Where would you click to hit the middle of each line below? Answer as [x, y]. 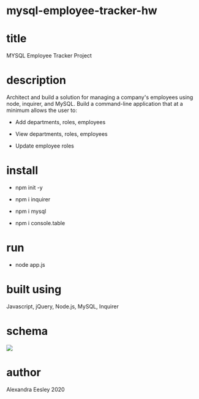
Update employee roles [45, 146]
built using [34, 290]
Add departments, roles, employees [60, 122]
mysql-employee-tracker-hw [82, 11]
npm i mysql [31, 211]
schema [27, 331]
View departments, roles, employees [62, 134]
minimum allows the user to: [42, 110]
